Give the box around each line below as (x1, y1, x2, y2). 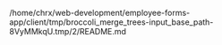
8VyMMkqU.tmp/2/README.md (9, 26, 127, 36)
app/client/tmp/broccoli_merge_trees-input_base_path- (9, 17, 214, 27)
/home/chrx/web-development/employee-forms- (9, 8, 191, 18)
